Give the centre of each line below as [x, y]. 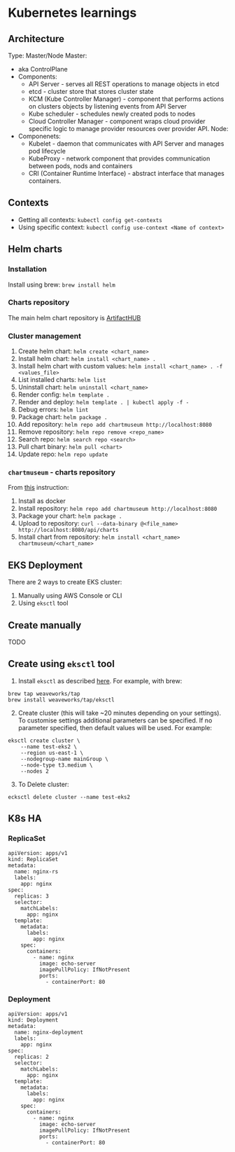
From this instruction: [38, 488]
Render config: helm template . [64, 395]
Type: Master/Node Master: [48, 55]
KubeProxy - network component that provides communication [119, 158]
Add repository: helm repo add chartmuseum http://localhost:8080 [115, 425]
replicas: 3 [32, 896]
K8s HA [25, 819]
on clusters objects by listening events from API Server [108, 106]
